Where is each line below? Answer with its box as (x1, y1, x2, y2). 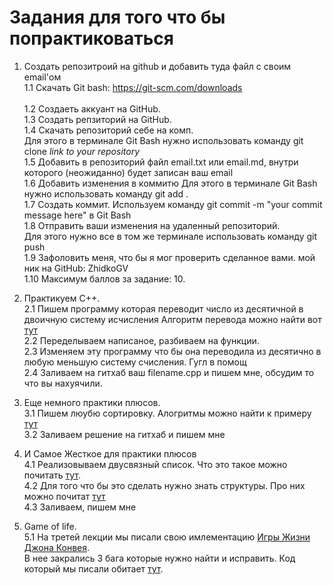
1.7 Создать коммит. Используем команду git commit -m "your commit (23, 198, 323, 210)
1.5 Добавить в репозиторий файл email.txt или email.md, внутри (23, 156, 299, 168)
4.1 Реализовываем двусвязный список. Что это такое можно (23, 458, 288, 470)
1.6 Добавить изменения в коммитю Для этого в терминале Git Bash (23, 177, 318, 189)
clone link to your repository (23, 145, 141, 157)
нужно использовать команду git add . (23, 187, 189, 200)
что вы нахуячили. (23, 377, 103, 389)
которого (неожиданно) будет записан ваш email (23, 166, 234, 178)
